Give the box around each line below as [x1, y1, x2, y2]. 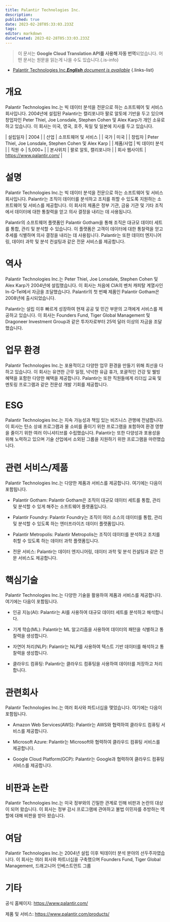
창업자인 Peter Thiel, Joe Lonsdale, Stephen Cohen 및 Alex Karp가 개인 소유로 [5, 116, 165, 122]
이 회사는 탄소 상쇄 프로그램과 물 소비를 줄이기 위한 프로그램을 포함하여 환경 [5, 423, 154, 429]
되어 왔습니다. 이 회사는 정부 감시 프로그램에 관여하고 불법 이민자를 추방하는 [10, 806, 160, 812]
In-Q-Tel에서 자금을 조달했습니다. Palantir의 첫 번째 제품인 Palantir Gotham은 [5, 288, 160, 295]
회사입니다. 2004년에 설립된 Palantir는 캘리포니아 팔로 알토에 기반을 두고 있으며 [5, 110, 163, 116]
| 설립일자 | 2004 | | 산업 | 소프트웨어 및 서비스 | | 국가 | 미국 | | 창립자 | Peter [5, 134, 159, 140]
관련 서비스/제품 [5, 462, 69, 473]
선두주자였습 [140, 850, 165, 856]
